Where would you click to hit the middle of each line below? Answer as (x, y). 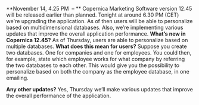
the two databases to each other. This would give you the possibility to (93, 65)
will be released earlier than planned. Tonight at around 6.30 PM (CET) (93, 15)
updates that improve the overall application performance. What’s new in (96, 34)
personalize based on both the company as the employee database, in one (98, 71)
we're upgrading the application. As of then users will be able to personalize (99, 21)
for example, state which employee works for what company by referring (96, 59)
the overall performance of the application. (59, 96)
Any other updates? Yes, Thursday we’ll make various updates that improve (100, 89)
